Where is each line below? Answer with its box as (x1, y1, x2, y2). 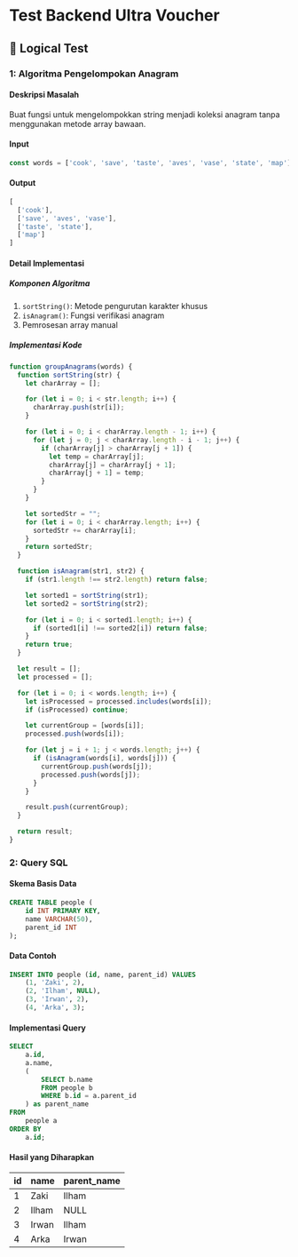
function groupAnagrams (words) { (9, 362, 133, 371)
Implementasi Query (9, 1022, 87, 1033)
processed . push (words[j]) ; (41, 770, 141, 779)
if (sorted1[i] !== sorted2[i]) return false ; (32, 624, 208, 632)
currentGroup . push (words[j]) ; (41, 761, 153, 771)
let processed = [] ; (17, 672, 93, 681)
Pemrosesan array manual (21, 319, 118, 330)
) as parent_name (25, 1100, 90, 1109)
